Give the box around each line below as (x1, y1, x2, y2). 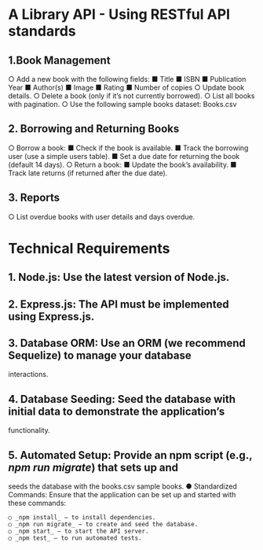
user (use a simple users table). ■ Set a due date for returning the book (8, 151, 240, 161)
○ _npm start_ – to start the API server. (8, 527, 149, 536)
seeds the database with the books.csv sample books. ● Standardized (8, 482, 238, 491)
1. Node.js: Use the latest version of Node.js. (8, 271, 230, 284)
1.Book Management (8, 54, 111, 67)
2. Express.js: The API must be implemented (8, 297, 229, 311)
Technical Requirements (8, 239, 170, 257)
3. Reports (8, 191, 60, 205)
